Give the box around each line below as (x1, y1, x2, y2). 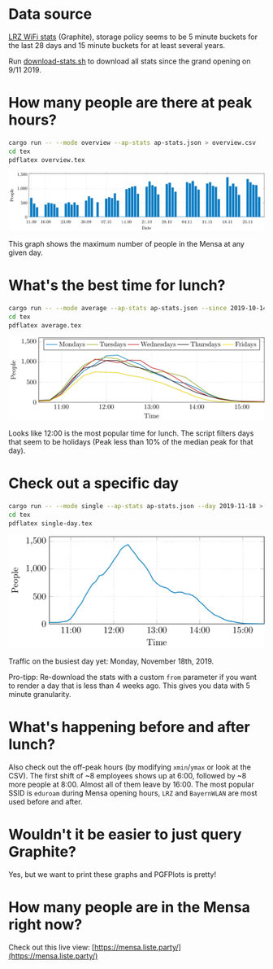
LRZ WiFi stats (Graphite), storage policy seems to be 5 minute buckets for (8, 32, 258, 42)
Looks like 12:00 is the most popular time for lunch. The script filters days (8, 428, 254, 438)
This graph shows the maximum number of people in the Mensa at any (8, 239, 245, 249)
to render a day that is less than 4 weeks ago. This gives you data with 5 (8, 681, 250, 691)
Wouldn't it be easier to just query (8, 826, 242, 844)
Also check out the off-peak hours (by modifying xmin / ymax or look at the (8, 762, 252, 772)
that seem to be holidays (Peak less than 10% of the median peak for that (8, 437, 253, 447)
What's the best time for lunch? (8, 276, 226, 295)
